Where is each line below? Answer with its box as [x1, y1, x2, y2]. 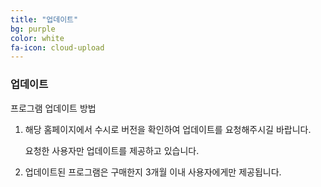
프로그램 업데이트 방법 [10, 102, 97, 114]
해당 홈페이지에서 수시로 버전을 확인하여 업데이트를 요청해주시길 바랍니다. [24, 123, 312, 135]
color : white [10, 33, 65, 43]
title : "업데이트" [10, 14, 79, 25]
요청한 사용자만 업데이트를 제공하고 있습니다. [24, 144, 200, 156]
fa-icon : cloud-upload [10, 42, 105, 53]
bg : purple [10, 24, 56, 34]
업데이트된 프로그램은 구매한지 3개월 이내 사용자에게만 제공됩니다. [24, 166, 282, 178]
